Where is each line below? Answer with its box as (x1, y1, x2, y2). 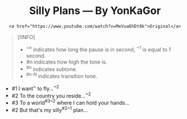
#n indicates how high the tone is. (26, 58, 108, 65)
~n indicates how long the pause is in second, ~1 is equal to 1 (26, 45, 171, 53)
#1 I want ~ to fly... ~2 (11, 83, 59, 92)
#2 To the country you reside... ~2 (11, 91, 91, 99)
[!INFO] (17, 33, 36, 40)
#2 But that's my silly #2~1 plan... (11, 105, 89, 113)
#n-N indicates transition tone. (26, 72, 98, 79)
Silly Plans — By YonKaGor (29, 4, 161, 17)
